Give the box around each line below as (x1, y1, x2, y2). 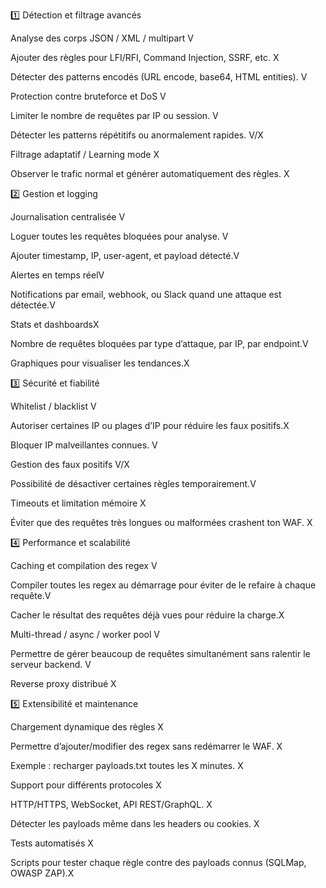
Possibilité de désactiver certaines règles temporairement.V (10, 478, 257, 489)
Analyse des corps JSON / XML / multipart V (10, 32, 194, 44)
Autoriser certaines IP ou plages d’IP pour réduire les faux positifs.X (10, 420, 290, 431)
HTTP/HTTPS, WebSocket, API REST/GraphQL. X (10, 799, 213, 810)
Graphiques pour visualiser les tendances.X (10, 357, 190, 369)
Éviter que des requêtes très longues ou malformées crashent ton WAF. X (10, 517, 313, 528)
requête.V (10, 590, 52, 601)
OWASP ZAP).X (10, 867, 75, 879)
